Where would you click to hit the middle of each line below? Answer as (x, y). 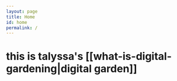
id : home (17, 22)
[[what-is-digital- (129, 57)
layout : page (22, 11)
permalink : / (22, 28)
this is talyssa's (45, 57)
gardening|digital (49, 69)
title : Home (20, 17)
